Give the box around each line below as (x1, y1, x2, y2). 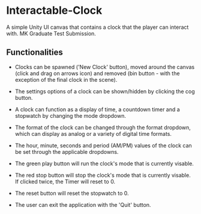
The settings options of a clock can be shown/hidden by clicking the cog (14, 88, 195, 95)
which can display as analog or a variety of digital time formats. (14, 130, 172, 137)
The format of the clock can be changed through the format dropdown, (14, 124, 191, 131)
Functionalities (6, 47, 63, 58)
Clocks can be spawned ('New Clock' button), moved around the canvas (14, 63, 195, 70)
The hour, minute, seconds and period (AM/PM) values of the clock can (14, 142, 192, 149)
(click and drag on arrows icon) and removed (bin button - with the (14, 70, 180, 77)
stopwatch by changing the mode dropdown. (14, 112, 126, 119)
